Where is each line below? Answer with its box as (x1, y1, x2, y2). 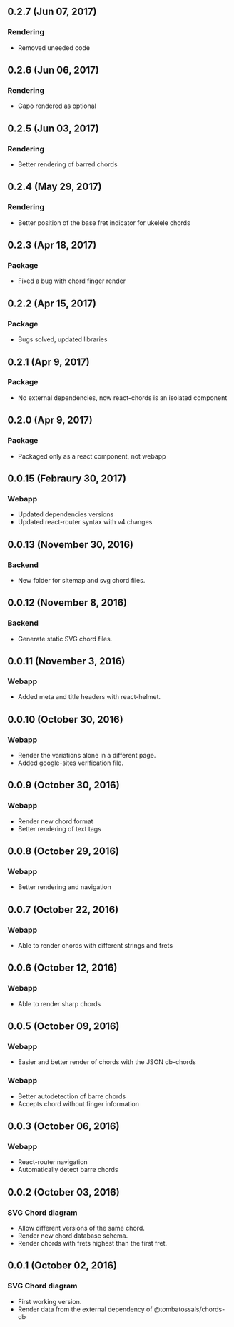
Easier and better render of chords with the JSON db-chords (17, 1058, 196, 1066)
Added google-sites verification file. (17, 758, 123, 767)
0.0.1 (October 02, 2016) (7, 1260, 118, 1272)
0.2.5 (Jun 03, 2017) (7, 122, 100, 134)
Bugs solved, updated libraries (17, 335, 108, 344)
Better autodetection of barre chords (17, 1092, 126, 1101)
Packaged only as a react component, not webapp (17, 451, 166, 460)
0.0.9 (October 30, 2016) (7, 779, 120, 791)
